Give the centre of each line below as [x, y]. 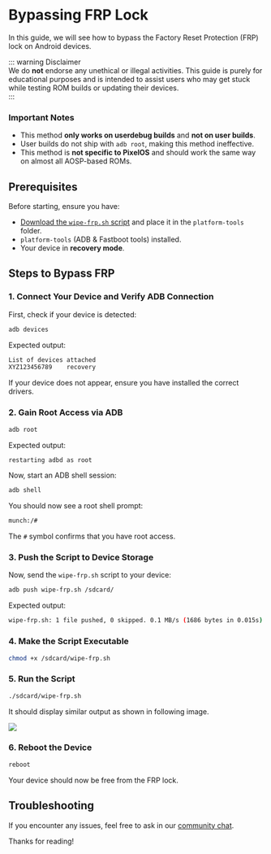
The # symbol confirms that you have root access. [92, 536]
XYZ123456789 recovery [52, 368]
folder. [31, 231]
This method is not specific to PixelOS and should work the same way [138, 153]
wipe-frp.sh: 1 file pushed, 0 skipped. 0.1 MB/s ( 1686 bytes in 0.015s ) [136, 621]
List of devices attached [52, 359]
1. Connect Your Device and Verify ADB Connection [111, 297]
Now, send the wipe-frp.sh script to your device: [90, 575]
